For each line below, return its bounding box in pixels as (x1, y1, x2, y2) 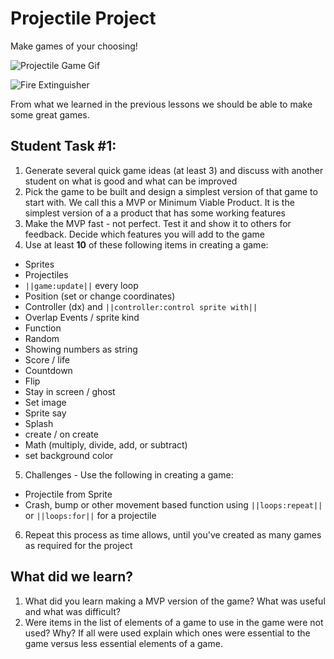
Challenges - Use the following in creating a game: (24, 468, 234, 481)
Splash (24, 417, 54, 429)
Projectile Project (10, 7, 157, 30)
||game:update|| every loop (24, 279, 139, 291)
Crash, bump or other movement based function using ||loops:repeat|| (24, 498, 323, 511)
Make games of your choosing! (10, 40, 138, 52)
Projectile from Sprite (24, 488, 113, 500)
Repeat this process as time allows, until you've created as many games (24, 528, 322, 541)
